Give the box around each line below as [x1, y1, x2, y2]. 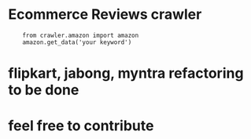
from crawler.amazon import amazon [22, 31, 139, 39]
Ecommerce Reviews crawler [8, 5, 202, 24]
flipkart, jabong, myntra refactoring [8, 64, 244, 82]
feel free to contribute [8, 117, 154, 135]
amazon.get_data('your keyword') [22, 38, 132, 46]
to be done [8, 81, 79, 99]
